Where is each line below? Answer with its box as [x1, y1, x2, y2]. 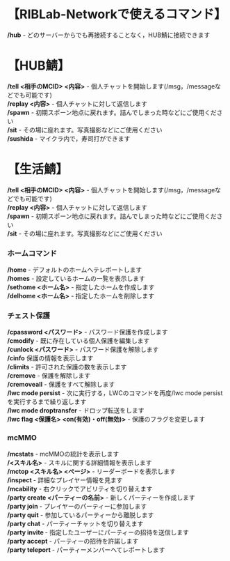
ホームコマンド [7, 248, 58, 258]
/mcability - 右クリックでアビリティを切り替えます [7, 484, 153, 493]
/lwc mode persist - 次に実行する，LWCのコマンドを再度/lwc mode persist [7, 389, 223, 397]
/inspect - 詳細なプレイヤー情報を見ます [7, 475, 123, 484]
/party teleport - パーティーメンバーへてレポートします [7, 545, 165, 554]
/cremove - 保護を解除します [7, 371, 91, 380]
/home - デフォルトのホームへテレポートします [7, 266, 142, 274]
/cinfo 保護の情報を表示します [7, 354, 94, 362]
